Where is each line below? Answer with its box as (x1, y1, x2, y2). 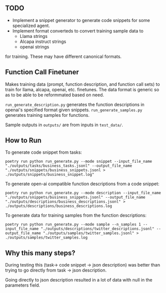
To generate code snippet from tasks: (5, 149, 82, 155)
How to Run (5, 136, 42, 145)
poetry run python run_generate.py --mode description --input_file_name (5, 191, 162, 196)
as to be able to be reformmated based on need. (5, 92, 104, 98)
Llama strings (19, 33, 48, 39)
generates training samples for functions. (5, 112, 89, 118)
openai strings (19, 43, 50, 49)
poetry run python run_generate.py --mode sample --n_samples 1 (5, 222, 141, 227)
